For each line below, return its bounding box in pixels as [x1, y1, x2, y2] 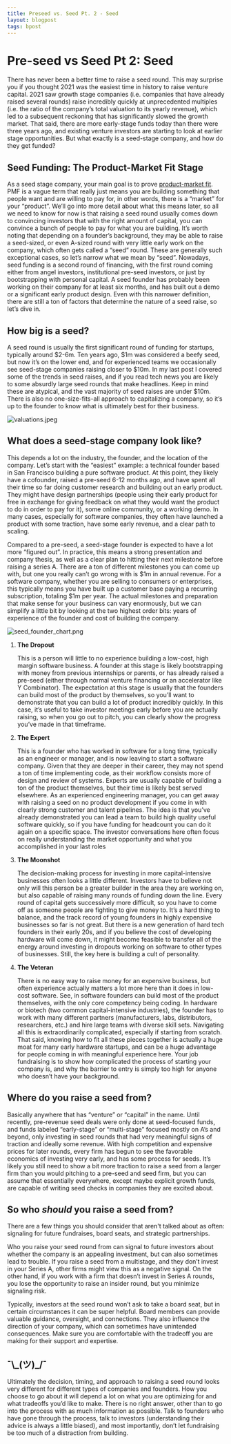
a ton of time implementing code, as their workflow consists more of [17, 768, 212, 777]
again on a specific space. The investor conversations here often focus [17, 827, 219, 836]
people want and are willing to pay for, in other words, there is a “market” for [7, 195, 225, 203]
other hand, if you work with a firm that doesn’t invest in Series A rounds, [7, 1272, 215, 1280]
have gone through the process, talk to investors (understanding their [7, 1414, 205, 1423]
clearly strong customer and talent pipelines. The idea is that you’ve [17, 806, 210, 814]
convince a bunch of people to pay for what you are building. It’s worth [7, 224, 208, 232]
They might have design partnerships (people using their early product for [7, 490, 218, 498]
